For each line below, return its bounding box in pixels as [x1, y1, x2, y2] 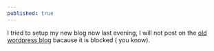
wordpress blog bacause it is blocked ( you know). [7, 35, 150, 44]
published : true [7, 10, 54, 17]
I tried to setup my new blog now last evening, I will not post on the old [7, 29, 208, 37]
